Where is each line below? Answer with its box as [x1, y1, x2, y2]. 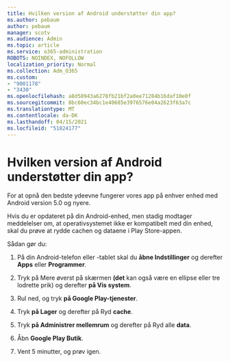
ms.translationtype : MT [7, 106, 75, 112]
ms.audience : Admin [7, 36, 63, 43]
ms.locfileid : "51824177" [7, 125, 81, 132]
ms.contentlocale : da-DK [7, 112, 78, 119]
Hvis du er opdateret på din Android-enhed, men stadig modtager [7, 212, 193, 220]
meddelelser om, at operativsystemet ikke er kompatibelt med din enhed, [7, 219, 214, 228]
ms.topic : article [7, 42, 60, 49]
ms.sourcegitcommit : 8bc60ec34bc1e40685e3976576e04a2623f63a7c [7, 99, 192, 106]
